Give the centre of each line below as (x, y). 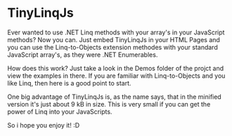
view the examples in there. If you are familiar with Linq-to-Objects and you (116, 76)
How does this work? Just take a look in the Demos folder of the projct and (115, 68)
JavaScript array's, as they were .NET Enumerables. (83, 55)
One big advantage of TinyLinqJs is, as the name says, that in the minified (114, 97)
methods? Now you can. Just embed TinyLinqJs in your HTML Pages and (114, 39)
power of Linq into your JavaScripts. (60, 111)
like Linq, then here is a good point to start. (69, 83)
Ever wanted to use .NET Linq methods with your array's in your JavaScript (116, 32)
